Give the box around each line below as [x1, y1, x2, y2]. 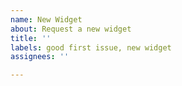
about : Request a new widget [10, 24, 132, 34]
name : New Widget [10, 14, 83, 25]
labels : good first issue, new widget [10, 42, 172, 53]
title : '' [10, 33, 52, 43]
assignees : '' [10, 52, 70, 62]
